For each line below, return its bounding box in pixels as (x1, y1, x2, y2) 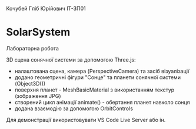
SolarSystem (6, 26, 71, 39)
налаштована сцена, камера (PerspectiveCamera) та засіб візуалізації (14, 67, 190, 74)
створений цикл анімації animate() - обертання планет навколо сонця (14, 99, 190, 106)
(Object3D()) (14, 80, 46, 87)
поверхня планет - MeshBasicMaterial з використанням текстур (14, 86, 175, 93)
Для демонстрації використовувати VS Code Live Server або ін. (6, 116, 166, 123)
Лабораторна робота (6, 45, 59, 52)
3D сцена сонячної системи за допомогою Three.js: (6, 56, 137, 63)
